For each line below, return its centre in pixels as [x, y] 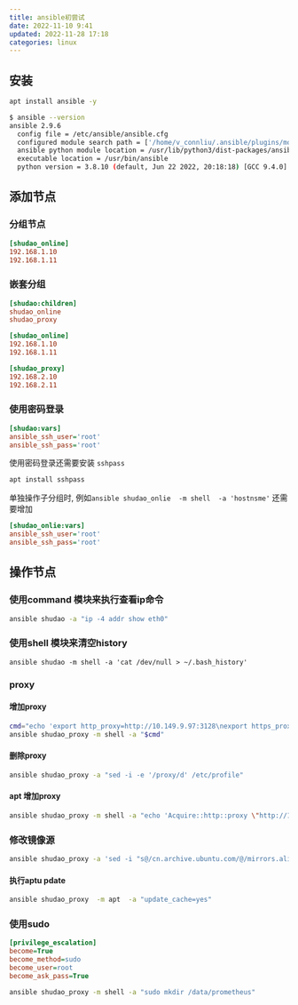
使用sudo [30, 924]
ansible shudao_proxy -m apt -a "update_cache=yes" [111, 900]
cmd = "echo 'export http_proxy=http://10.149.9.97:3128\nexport [129, 726]
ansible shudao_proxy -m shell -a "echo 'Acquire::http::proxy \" [134, 815]
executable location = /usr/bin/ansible [93, 159]
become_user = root [41, 968]
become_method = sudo [45, 960]
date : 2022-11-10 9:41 [51, 26]
